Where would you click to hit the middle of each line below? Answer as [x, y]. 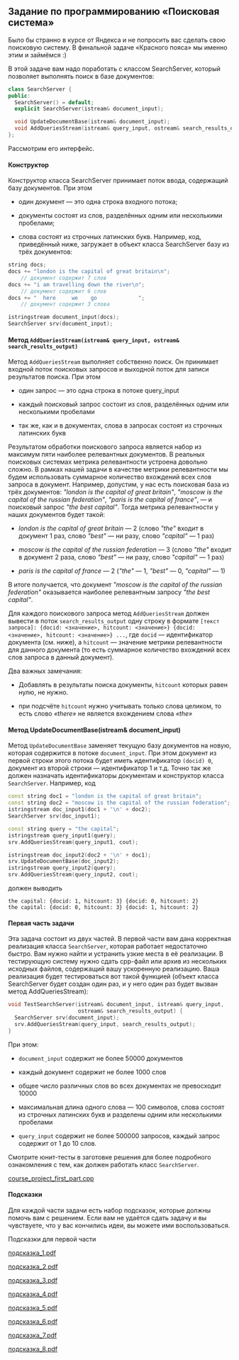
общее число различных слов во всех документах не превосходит [120, 1086]
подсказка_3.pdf [33, 1280]
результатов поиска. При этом [55, 377]
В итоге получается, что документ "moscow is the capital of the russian [115, 585]
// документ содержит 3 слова [66, 304]
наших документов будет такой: [57, 515]
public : [20, 96]
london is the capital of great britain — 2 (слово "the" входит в [111, 528]
